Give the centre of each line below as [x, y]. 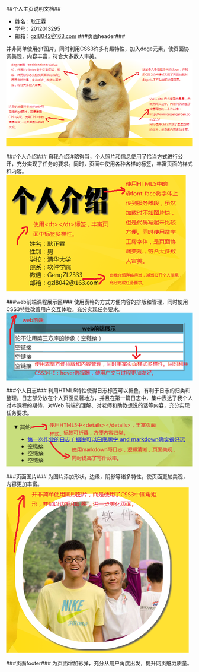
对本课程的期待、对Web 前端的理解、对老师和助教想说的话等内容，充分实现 [98, 405]
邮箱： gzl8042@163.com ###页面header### [70, 36]
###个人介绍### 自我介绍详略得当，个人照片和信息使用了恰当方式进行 [92, 156]
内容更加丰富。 [24, 484]
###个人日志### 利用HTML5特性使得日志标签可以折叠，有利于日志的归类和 [98, 390]
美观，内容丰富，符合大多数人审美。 [55, 56]
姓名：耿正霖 [30, 21]
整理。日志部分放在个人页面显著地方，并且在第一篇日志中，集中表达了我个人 [99, 398]
